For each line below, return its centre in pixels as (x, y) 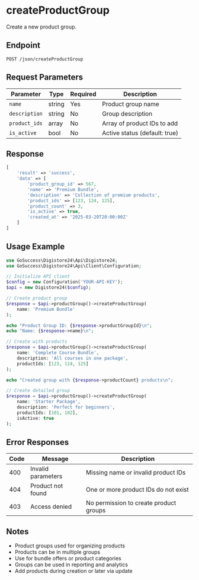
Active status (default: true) (140, 133)
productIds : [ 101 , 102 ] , (47, 413)
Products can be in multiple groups (57, 552)
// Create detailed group (38, 391)
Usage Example (36, 247)
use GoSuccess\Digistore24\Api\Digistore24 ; (62, 260)
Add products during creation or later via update (73, 571)
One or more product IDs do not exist (137, 490)
